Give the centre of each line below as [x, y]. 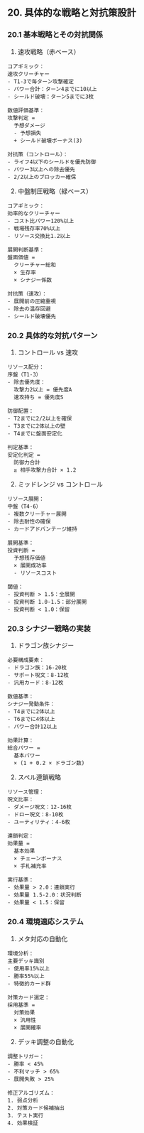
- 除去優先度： [27, 382]
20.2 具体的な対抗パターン [52, 335]
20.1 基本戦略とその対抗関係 [55, 35]
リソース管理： [26, 792]
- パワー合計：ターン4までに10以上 [52, 89]
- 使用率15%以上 [29, 968]
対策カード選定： [29, 997]
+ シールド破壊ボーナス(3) [48, 141]
